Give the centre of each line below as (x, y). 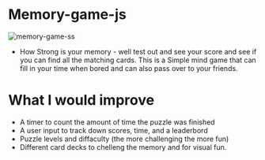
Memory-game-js (67, 15)
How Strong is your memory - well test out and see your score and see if (138, 51)
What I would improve (81, 100)
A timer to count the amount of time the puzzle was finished (117, 122)
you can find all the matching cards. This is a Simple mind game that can (138, 60)
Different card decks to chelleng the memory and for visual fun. (123, 147)
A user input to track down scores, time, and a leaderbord (114, 130)
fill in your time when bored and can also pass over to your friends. (129, 68)
